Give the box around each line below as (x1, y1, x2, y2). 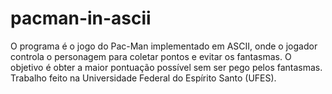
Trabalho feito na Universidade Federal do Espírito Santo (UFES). (10, 72, 277, 84)
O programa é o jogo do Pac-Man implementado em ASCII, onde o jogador (10, 40, 318, 52)
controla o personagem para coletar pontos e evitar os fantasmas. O (10, 50, 292, 62)
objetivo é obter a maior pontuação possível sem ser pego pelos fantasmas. (10, 61, 323, 73)
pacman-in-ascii (10, 7, 152, 30)
